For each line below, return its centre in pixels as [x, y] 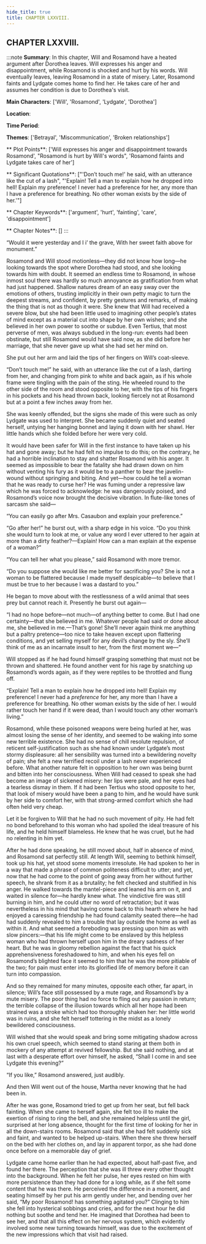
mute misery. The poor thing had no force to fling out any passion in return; [101, 999]
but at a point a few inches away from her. [59, 402]
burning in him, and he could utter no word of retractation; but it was [93, 902]
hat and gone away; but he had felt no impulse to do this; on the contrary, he [103, 452]
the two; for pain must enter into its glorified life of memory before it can [97, 968]
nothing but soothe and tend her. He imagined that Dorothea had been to [98, 1215]
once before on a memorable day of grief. [59, 1151]
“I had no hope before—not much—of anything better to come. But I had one [103, 615]
